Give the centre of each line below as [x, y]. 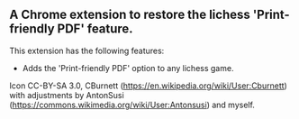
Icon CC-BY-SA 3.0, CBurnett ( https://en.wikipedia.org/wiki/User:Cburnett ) [149, 86]
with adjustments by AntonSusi [67, 95]
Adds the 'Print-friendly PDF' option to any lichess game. [128, 68]
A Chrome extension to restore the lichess [130, 15]
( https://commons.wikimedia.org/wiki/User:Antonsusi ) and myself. [132, 105]
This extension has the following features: [87, 50]
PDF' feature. [95, 29]
